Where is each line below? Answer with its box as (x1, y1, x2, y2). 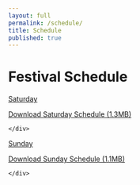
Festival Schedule (8, 68, 128, 86)
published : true (8, 33, 62, 42)
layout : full (8, 11, 51, 20)
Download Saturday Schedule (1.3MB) (8, 110, 132, 119)
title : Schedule (8, 26, 62, 34)
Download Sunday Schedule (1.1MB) (8, 154, 125, 164)
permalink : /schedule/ (8, 19, 83, 27)
